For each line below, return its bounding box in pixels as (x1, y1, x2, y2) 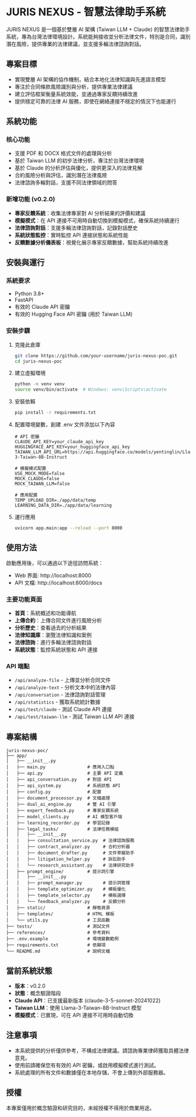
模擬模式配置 (20, 466, 47, 471)
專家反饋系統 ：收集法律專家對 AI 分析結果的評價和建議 (14, 209, 146, 216)
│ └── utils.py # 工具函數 (6, 918, 110, 923)
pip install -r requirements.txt (14, 410, 97, 416)
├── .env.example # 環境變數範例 (6, 936, 119, 942)
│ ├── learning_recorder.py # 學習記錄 (6, 820, 110, 826)
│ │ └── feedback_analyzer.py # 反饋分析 (6, 899, 126, 905)
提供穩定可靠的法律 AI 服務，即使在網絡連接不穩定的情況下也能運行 (14, 98, 177, 105)
